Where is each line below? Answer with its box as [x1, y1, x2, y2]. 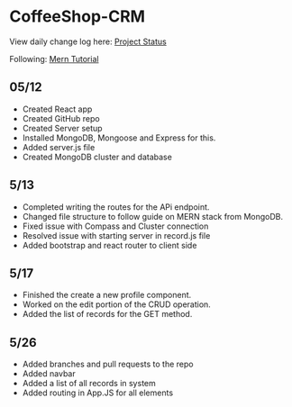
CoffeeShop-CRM [9, 6, 146, 27]
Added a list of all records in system [22, 378, 156, 389]
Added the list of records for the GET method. [22, 309, 193, 320]
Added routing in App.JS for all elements [22, 387, 174, 398]
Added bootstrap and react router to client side [22, 240, 197, 250]
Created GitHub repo [22, 113, 101, 123]
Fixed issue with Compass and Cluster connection [22, 221, 209, 231]
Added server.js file [22, 141, 96, 152]
